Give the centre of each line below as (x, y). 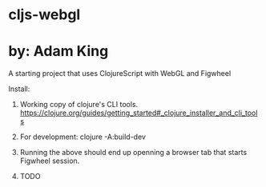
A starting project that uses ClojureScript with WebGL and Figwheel (120, 74)
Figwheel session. (50, 161)
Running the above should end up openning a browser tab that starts (133, 153)
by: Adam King (58, 52)
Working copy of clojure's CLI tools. (79, 105)
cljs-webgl (44, 15)
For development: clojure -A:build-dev (83, 137)
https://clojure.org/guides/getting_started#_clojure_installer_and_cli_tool (139, 113)
